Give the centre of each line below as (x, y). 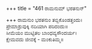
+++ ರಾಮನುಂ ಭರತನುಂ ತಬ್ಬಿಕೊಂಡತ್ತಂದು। (44, 20)
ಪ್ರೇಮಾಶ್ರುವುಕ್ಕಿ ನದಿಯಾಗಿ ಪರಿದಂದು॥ (37, 26)
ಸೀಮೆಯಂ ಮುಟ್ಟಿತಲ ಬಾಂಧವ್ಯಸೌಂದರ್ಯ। (42, 33)
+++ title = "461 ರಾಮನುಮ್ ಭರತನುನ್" (47, 8)
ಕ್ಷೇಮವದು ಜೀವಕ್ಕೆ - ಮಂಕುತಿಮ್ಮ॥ (35, 39)
